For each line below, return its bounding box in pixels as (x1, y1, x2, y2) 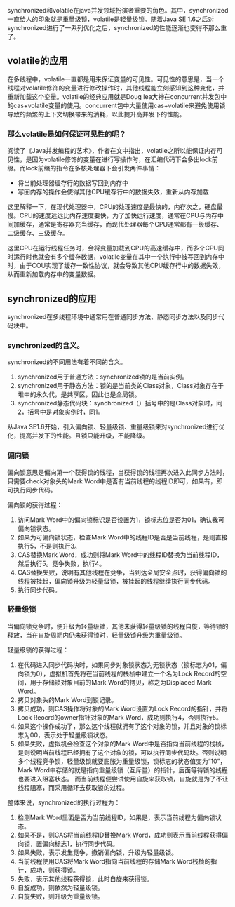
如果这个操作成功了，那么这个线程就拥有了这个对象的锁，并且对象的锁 (17, 722, 221, 730)
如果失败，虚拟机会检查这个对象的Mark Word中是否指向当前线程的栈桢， (17, 739, 228, 748)
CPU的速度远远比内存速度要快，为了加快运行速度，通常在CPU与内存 (19, 211, 218, 220)
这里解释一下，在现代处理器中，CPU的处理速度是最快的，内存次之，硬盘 (7, 203, 217, 211)
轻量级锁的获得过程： (7, 645, 69, 654)
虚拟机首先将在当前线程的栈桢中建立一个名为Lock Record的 (48, 669, 221, 678)
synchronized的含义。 (7, 340, 84, 350)
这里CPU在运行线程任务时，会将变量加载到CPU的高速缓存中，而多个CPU (7, 244, 219, 253)
